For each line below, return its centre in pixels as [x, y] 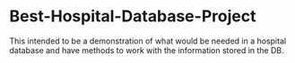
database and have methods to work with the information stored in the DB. [147, 50]
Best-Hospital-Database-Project [133, 16]
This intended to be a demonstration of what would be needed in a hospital [148, 41]
